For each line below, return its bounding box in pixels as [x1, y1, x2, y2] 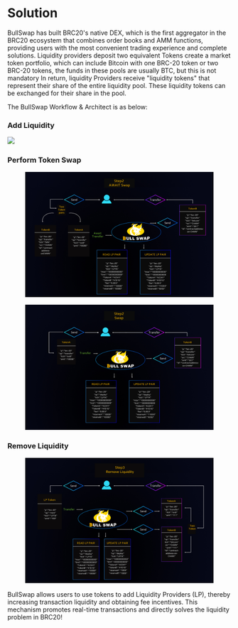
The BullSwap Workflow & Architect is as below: [7, 102, 148, 111]
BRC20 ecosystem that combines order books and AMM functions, [7, 36, 204, 44]
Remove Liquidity [7, 441, 69, 451]
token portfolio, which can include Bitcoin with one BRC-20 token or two [7, 58, 219, 67]
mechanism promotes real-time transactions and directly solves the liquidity [7, 605, 229, 614]
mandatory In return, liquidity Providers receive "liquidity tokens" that [7, 73, 210, 82]
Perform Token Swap [7, 155, 82, 165]
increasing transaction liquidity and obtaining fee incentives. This [7, 598, 198, 606]
